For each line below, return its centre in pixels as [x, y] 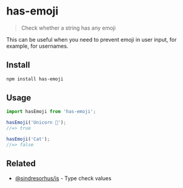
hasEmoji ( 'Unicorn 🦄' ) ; [36, 123]
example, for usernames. [37, 46]
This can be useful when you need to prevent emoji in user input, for [91, 39]
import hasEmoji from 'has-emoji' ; [51, 112]
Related [21, 164]
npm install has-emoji [35, 79]
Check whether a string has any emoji [68, 28]
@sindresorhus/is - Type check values [63, 178]
